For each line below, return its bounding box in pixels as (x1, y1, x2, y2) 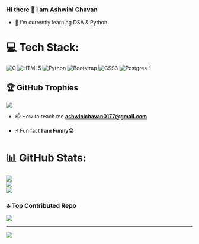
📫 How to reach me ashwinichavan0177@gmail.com (14, 113, 147, 120)
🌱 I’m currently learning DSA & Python (14, 19, 108, 26)
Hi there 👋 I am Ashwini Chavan (6, 5, 98, 14)
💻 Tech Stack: (6, 41, 79, 54)
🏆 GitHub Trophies (6, 83, 79, 93)
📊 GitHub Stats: (6, 151, 87, 165)
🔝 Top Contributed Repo (6, 201, 77, 209)
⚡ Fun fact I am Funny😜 (14, 127, 74, 134)
